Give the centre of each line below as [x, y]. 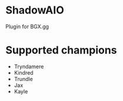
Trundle [23, 79]
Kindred [24, 73]
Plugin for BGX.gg [27, 26]
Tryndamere [29, 66]
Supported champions [61, 50]
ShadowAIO [35, 10]
